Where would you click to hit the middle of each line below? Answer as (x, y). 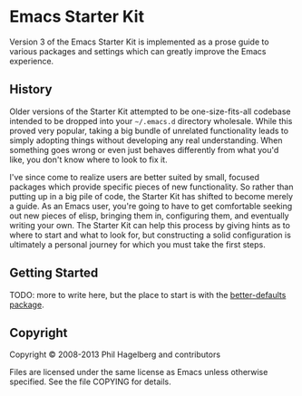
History (31, 89)
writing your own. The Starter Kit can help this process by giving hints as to (150, 225)
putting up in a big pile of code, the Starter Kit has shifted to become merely (151, 196)
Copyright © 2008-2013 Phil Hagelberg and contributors (115, 354)
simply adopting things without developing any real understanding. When (146, 140)
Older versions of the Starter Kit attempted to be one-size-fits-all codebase (150, 111)
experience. (32, 61)
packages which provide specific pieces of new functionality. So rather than (151, 187)
